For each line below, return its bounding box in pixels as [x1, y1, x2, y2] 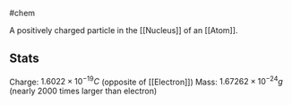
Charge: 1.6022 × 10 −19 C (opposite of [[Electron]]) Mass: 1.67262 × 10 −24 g [9, 74, 284, 87]
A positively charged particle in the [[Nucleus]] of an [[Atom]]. [9, 25, 238, 35]
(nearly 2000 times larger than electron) [9, 85, 158, 97]
